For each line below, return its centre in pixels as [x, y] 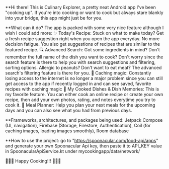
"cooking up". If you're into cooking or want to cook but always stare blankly [84, 13]
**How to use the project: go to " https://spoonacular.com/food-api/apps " [82, 141]
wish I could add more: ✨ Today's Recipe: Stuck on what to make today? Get [84, 33]
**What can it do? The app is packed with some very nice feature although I [84, 28]
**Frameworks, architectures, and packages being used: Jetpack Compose [84, 120]
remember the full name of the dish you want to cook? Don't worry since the [84, 57]
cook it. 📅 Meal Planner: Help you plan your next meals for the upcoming [80, 105]
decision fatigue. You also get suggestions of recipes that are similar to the [83, 44]
